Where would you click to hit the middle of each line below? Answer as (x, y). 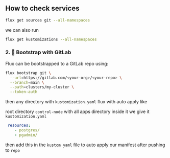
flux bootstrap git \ (28, 73)
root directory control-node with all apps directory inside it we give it (77, 111)
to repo (13, 150)
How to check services (42, 8)
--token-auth (24, 92)
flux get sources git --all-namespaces (48, 20)
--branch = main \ (27, 82)
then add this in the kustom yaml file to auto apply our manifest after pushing (85, 145)
